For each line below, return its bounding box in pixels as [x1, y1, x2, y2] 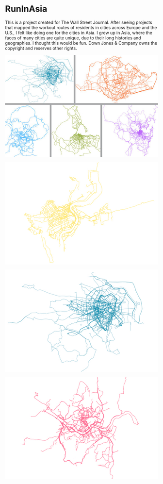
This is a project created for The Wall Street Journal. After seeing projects [5, 19, 152, 25]
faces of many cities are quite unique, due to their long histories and [5, 35, 142, 41]
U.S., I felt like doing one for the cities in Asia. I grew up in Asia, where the [5, 30, 153, 35]
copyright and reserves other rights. [5, 45, 77, 51]
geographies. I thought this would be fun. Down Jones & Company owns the [5, 40, 158, 46]
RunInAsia [5, 3, 48, 15]
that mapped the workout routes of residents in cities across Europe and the [5, 24, 157, 30]
